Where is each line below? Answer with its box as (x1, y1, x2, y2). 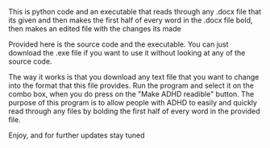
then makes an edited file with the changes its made (8, 24, 181, 33)
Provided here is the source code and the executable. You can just (8, 39, 229, 49)
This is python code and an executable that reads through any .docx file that (8, 7, 262, 16)
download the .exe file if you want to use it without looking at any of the (8, 48, 246, 57)
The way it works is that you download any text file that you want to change (8, 72, 260, 81)
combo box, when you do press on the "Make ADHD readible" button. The (8, 89, 255, 99)
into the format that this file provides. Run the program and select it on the (8, 80, 254, 90)
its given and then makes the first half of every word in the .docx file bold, (8, 15, 253, 25)
